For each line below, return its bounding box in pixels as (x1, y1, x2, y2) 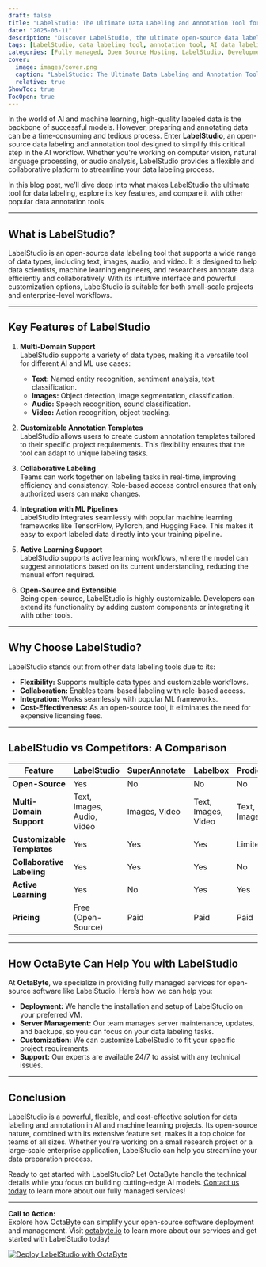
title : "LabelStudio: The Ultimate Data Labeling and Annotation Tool (8, 19, 246, 27)
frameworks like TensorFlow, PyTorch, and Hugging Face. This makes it (19, 520, 253, 531)
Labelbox (193, 765, 230, 776)
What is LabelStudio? (8, 227, 116, 241)
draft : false (8, 11, 51, 20)
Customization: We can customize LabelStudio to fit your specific (19, 1035, 236, 1045)
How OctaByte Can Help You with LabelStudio (8, 957, 239, 970)
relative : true (15, 78, 66, 86)
